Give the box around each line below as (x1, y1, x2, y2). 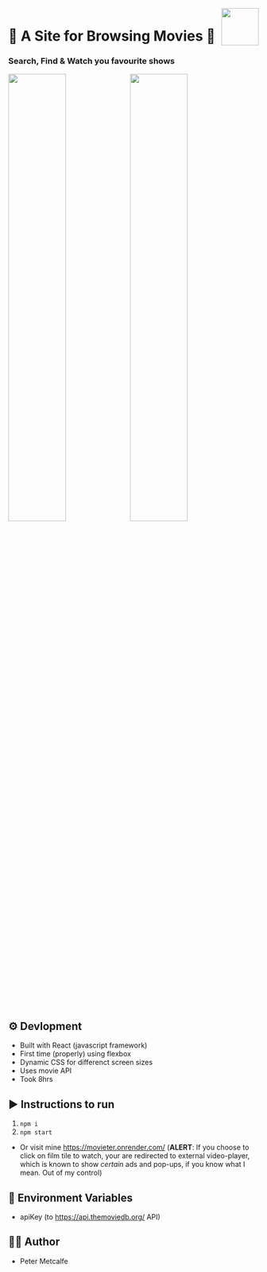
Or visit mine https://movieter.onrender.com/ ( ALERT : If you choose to (19, 1142, 250, 1153)
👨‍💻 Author (8, 1235, 60, 1249)
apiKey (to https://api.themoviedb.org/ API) (19, 1212, 161, 1221)
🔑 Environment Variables (8, 1191, 133, 1204)
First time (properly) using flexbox (19, 1049, 131, 1059)
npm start (19, 1129, 53, 1137)
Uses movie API (19, 1066, 72, 1075)
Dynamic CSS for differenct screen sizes (19, 1058, 153, 1067)
